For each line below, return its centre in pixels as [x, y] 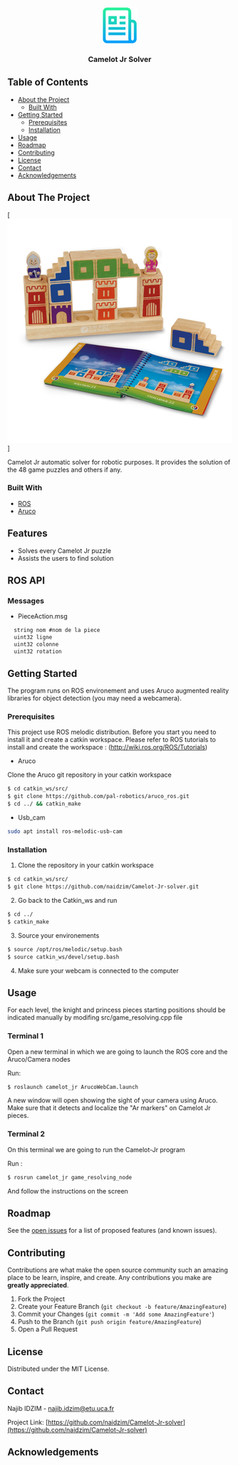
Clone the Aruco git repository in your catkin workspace [90, 775]
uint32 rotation [38, 652]
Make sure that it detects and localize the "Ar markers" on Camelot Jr [109, 1108]
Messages [26, 601]
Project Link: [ [28, 1422]
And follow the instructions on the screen [68, 1191]
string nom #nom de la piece [57, 631]
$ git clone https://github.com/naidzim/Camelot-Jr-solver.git [103, 887]
